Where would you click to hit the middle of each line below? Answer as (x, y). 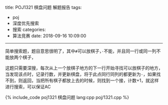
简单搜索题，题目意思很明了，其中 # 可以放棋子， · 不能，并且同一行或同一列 (81, 51)
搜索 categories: (29, 29)
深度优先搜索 (25, 23)
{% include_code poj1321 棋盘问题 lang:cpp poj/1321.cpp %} (67, 97)
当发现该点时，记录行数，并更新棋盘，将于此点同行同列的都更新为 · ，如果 (81, 74)
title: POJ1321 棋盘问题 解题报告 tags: (43, 7)
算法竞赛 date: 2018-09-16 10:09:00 (49, 36)
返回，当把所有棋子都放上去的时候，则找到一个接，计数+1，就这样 (90, 80)
